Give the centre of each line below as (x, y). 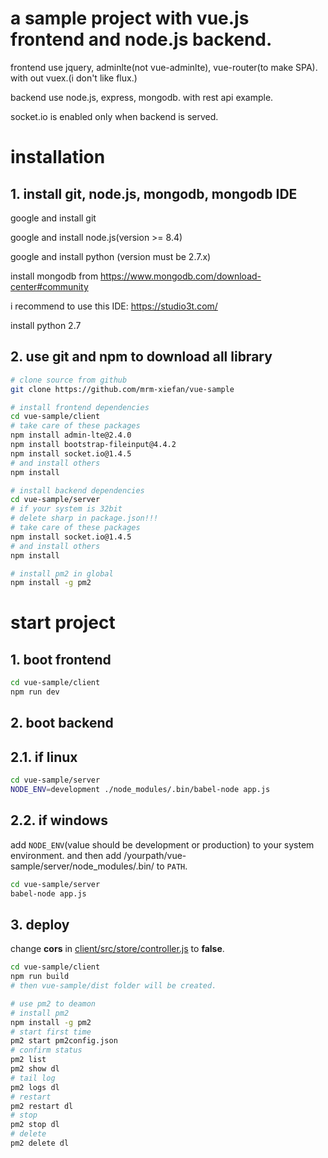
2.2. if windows (59, 820)
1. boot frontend (61, 659)
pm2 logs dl (35, 1087)
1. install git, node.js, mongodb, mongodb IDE (154, 193)
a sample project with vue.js (130, 18)
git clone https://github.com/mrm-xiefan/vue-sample (122, 389)
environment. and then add (66, 855)
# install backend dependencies (77, 490)
